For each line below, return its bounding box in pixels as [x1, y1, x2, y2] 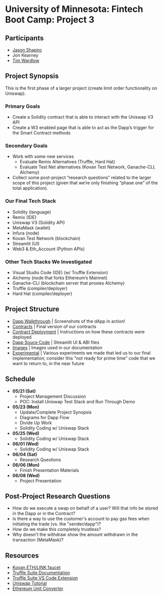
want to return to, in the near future [12, 360, 84, 366]
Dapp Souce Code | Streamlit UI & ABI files [12, 339, 100, 345]
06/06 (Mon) [12, 462, 40, 468]
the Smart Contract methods [12, 130, 71, 136]
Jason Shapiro [12, 47, 42, 53]
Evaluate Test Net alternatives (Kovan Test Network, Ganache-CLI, [19, 164, 156, 170]
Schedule [5, 375, 36, 383]
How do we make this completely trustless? [12, 526, 102, 532]
